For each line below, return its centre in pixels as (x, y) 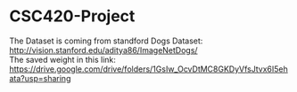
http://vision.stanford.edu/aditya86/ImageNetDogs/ (103, 50)
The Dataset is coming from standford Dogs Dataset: (106, 41)
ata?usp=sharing (40, 78)
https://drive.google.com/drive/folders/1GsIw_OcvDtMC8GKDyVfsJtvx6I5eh (148, 69)
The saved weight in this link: (62, 59)
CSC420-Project (72, 16)
